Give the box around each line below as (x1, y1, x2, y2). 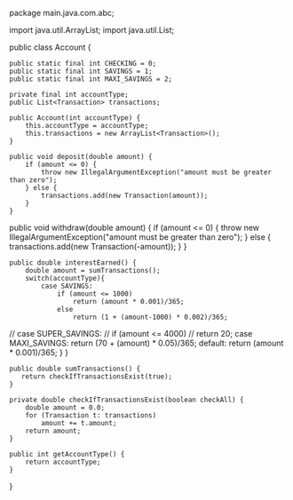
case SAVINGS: (41, 282, 93, 290)
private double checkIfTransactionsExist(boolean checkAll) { (9, 395, 244, 404)
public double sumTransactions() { (9, 364, 141, 373)
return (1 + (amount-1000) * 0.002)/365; (72, 313, 228, 321)
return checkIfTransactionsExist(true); (20, 372, 173, 381)
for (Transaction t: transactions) (25, 411, 157, 420)
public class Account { (9, 42, 91, 52)
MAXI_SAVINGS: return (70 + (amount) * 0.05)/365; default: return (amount (9, 337, 284, 348)
